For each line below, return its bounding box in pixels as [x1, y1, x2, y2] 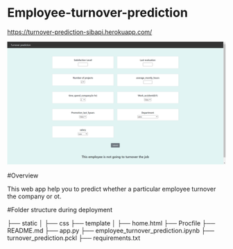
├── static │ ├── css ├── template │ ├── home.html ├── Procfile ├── [7, 219, 216, 227]
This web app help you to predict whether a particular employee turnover [7, 185, 216, 194]
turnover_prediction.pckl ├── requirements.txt [7, 234, 141, 242]
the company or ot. [7, 192, 62, 200]
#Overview [7, 171, 39, 180]
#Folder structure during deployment [7, 206, 113, 214]
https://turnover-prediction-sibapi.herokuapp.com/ [7, 28, 153, 36]
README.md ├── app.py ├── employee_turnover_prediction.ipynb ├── [7, 227, 215, 235]
